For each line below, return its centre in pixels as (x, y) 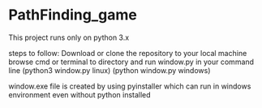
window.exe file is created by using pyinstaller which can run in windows (130, 86)
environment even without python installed (80, 94)
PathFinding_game (73, 15)
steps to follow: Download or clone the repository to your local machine (128, 53)
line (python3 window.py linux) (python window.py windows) (110, 70)
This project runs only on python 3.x (69, 37)
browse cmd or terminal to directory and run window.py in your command (131, 62)
